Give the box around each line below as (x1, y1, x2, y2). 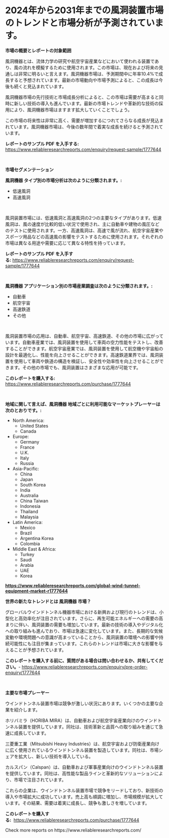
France (20, 444, 35, 450)
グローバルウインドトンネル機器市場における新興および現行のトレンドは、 (5, 609, 159, 615)
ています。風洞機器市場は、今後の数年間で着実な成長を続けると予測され (9, 124, 159, 130)
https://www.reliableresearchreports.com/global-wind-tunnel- (5, 582, 141, 588)
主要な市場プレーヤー (5, 689, 49, 696)
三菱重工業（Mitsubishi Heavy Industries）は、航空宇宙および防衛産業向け (5, 741, 160, 747)
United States (20, 423, 49, 429)
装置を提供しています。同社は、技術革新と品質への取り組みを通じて (18, 724, 159, 730)
